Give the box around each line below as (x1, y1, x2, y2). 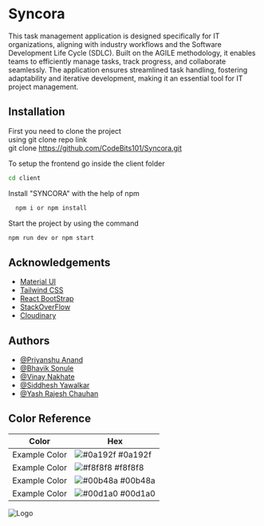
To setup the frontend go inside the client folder (8, 159, 165, 168)
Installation (8, 105, 65, 119)
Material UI (19, 277, 57, 287)
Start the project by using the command (8, 218, 140, 228)
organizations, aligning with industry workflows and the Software (8, 39, 222, 49)
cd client (8, 174, 41, 182)
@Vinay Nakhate (19, 372, 75, 381)
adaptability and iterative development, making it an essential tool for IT (8, 73, 243, 83)
